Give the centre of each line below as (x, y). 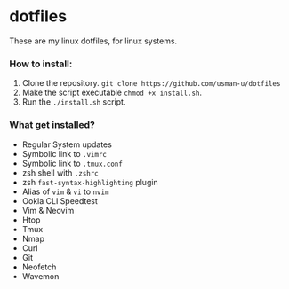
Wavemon (40, 276)
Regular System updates (67, 144)
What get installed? (52, 125)
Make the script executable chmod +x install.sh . (112, 93)
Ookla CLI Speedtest (60, 200)
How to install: (41, 64)
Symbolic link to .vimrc (64, 153)
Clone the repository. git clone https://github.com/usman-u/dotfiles (151, 83)
